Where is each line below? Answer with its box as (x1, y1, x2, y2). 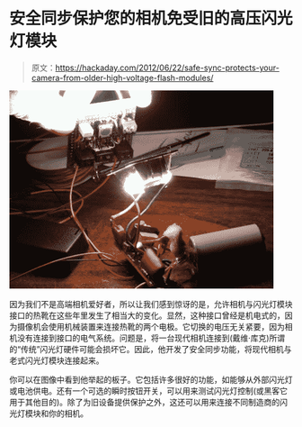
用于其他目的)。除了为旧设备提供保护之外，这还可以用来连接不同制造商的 (9, 396, 280, 407)
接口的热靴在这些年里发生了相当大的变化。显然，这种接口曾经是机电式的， (9, 310, 285, 321)
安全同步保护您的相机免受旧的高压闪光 (9, 8, 294, 29)
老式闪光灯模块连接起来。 (9, 355, 104, 366)
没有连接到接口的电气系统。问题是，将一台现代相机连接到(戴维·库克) (16, 332, 270, 343)
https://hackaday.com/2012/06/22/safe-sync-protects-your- (55, 62, 280, 73)
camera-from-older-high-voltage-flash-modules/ (31, 72, 214, 83)
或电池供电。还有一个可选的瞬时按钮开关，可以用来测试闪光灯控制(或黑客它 (9, 385, 289, 396)
